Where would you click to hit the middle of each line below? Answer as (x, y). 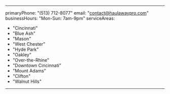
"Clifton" (22, 76)
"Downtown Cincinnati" (37, 65)
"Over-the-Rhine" (31, 60)
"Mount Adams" (29, 71)
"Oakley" (22, 55)
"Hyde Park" (26, 49)
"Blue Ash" (24, 33)
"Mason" (22, 39)
